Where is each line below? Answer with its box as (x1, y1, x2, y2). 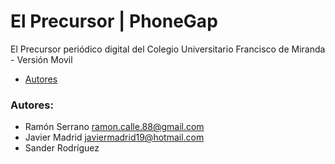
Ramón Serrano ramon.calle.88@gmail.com (24, 121, 205, 133)
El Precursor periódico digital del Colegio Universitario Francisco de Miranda (10, 43, 326, 55)
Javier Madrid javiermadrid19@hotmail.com (24, 131, 205, 144)
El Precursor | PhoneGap (10, 10, 218, 33)
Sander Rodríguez (24, 142, 100, 154)
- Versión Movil (10, 53, 73, 65)
